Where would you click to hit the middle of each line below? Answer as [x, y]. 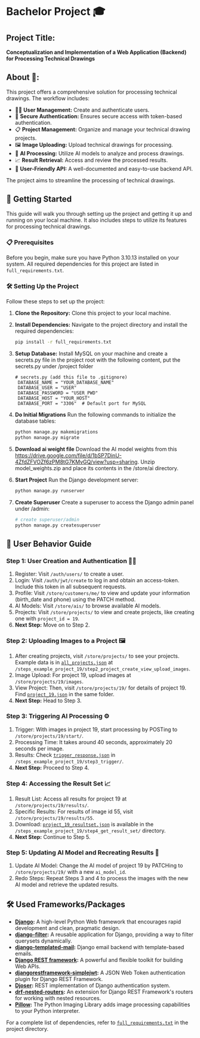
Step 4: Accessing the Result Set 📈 [59, 783]
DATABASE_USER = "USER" [47, 388]
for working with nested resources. [58, 998]
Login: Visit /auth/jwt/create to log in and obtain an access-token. [97, 580]
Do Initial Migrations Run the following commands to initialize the [95, 415]
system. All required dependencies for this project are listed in [83, 264]
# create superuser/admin [47, 519]
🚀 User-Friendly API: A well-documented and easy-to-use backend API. [104, 169]
